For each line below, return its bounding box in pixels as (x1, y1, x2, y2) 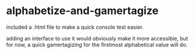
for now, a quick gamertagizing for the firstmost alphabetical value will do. (6, 41, 188, 48)
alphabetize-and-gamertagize (6, 4, 159, 18)
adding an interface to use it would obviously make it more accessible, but (6, 35, 189, 42)
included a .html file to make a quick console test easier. (6, 23, 144, 31)
